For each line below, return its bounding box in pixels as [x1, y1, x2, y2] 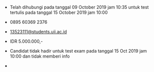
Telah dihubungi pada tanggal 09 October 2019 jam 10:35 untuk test [9, 4, 149, 10]
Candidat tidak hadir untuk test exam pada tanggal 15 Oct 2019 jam [9, 48, 147, 54]
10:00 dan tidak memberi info [9, 53, 70, 59]
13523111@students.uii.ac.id [9, 29, 67, 34]
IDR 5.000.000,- [9, 38, 43, 44]
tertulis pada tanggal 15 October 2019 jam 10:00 [9, 9, 108, 15]
